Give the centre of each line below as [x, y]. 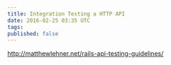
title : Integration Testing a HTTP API [66, 14]
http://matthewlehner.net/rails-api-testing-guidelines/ [85, 54]
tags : [15, 27]
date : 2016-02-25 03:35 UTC [49, 20]
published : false [33, 34]
